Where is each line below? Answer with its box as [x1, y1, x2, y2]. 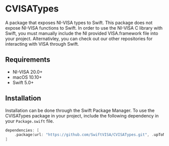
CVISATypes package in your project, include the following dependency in [5, 112, 159, 118]
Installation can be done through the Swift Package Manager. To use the [5, 107, 155, 113]
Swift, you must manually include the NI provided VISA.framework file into [5, 30, 158, 36]
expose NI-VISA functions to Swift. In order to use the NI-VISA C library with [5, 25, 163, 31]
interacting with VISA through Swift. [5, 41, 79, 47]
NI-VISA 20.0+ [12, 69, 43, 75]
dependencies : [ [5, 127, 39, 133]
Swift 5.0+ [12, 79, 34, 85]
